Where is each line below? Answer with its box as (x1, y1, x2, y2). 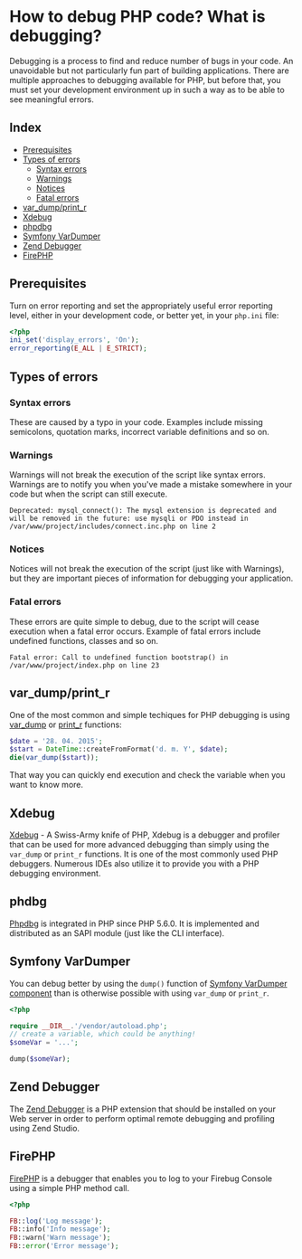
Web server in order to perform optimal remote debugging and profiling (9, 1112, 276, 1123)
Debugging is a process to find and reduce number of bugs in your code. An (9, 55, 294, 66)
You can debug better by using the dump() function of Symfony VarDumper (9, 978, 288, 989)
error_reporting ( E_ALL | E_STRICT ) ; (9, 344, 147, 354)
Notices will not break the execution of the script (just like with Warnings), (9, 563, 285, 574)
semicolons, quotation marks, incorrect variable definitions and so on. (9, 426, 269, 437)
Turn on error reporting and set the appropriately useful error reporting (9, 300, 273, 311)
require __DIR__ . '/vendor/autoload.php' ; (9, 1021, 168, 1030)
